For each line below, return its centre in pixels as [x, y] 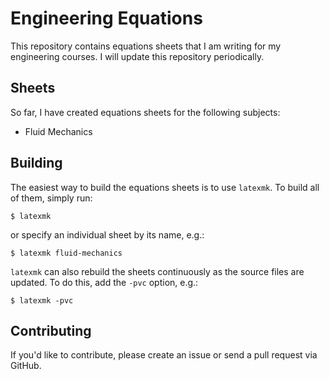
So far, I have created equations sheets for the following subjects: [145, 112]
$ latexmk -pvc [42, 300]
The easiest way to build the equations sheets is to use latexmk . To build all [165, 187]
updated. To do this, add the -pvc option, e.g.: [104, 282]
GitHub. [26, 366]
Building [36, 163]
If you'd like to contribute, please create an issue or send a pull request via [164, 355]
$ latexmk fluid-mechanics [66, 253]
